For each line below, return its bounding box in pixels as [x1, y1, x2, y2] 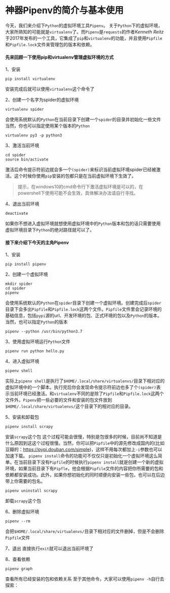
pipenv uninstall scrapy [5, 488, 58, 493]
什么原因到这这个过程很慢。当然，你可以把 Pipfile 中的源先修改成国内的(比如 [5, 440, 165, 446]
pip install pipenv [5, 262, 47, 267]
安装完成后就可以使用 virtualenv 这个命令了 [5, 86, 95, 92]
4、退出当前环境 [5, 201, 39, 207]
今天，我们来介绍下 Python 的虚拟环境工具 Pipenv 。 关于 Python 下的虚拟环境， [5, 22, 163, 28]
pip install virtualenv [5, 77, 56, 82]
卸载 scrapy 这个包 [5, 498, 41, 504]
